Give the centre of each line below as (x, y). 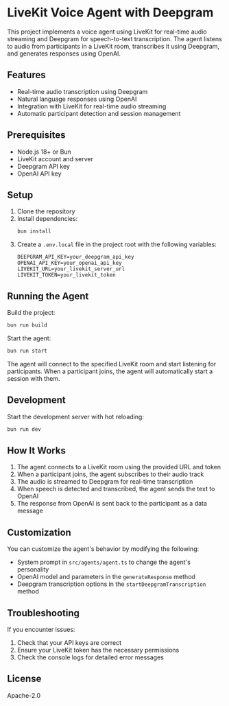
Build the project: (31, 313)
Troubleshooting (44, 613)
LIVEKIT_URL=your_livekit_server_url (71, 269)
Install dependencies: (47, 219)
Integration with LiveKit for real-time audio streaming (92, 106)
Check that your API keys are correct (69, 642)
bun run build (27, 325)
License (24, 679)
